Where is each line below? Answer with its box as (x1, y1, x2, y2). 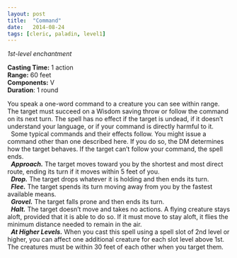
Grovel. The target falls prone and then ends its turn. (10, 198, 165, 206)
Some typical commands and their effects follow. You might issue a (10, 130, 207, 138)
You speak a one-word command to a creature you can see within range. (7, 100, 220, 108)
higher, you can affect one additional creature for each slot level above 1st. (7, 235, 225, 244)
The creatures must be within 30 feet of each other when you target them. (7, 242, 224, 252)
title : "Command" (7, 17, 62, 24)
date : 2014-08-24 (7, 23, 65, 30)
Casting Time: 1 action (7, 63, 74, 72)
